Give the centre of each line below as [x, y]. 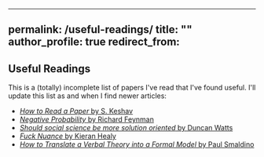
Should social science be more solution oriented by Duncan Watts [126, 128]
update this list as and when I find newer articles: [88, 96]
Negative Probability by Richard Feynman [87, 119]
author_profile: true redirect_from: [94, 42]
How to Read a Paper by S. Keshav [76, 111]
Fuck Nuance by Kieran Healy [68, 136]
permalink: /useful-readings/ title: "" [100, 29]
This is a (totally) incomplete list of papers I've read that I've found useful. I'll [132, 88]
